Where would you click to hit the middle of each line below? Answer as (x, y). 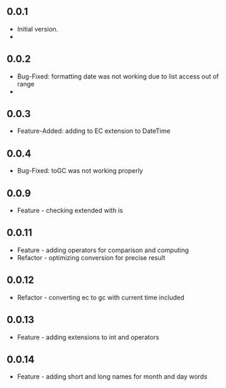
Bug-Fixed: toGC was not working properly (80, 171)
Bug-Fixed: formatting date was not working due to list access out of (118, 76)
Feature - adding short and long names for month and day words (112, 377)
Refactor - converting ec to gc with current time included (101, 297)
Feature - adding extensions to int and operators (88, 337)
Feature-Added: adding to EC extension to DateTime (93, 131)
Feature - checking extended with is (70, 211)
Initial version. (37, 29)
